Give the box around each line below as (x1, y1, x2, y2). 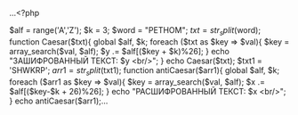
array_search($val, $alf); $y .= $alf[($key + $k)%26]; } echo (9, 45, 230, 56)
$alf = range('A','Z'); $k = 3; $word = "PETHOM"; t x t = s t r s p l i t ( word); (9, 25, 261, 37)
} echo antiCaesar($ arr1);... (9, 95, 109, 106)
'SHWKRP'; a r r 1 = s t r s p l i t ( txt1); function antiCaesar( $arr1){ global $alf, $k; (9, 64, 280, 78)
